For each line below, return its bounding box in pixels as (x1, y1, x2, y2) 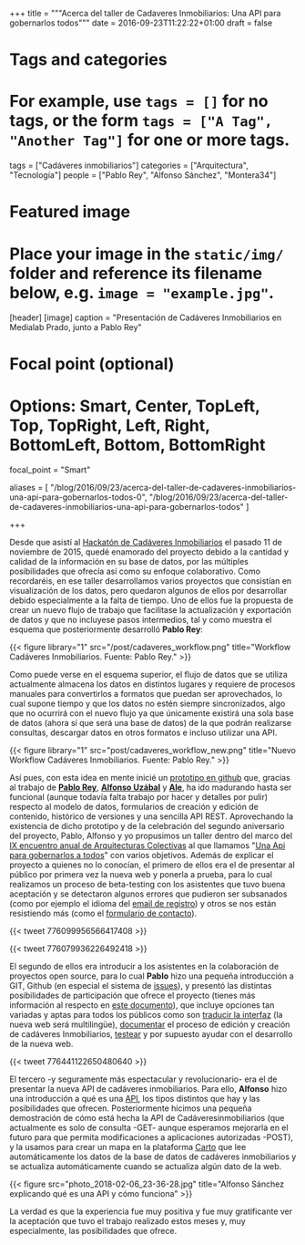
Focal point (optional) (9, 354, 175, 375)
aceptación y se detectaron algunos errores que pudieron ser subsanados (9, 888, 288, 899)
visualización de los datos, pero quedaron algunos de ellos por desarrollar (9, 586, 288, 597)
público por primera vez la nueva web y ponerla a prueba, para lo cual (9, 869, 273, 880)
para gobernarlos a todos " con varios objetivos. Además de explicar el (9, 850, 274, 861)
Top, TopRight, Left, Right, (9, 415, 211, 436)
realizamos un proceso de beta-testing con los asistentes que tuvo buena (9, 879, 286, 890)
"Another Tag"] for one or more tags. (9, 130, 290, 150)
